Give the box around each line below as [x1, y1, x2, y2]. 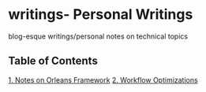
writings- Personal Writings [8, 6, 193, 24]
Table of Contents [8, 54, 99, 68]
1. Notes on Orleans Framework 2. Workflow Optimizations [8, 75, 199, 84]
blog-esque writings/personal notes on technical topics [8, 31, 188, 41]
